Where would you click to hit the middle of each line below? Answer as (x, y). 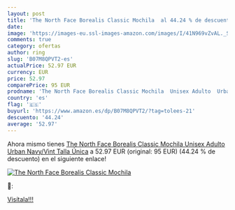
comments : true (29, 40)
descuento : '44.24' (36, 117)
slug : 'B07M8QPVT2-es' (40, 59)
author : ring (26, 53)
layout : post (26, 14)
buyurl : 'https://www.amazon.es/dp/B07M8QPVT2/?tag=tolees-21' (101, 111)
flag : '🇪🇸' (24, 105)
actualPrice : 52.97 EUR (42, 66)
